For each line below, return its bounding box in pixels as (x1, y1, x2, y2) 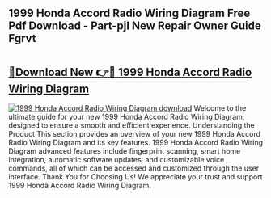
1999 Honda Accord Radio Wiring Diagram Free (8, 6, 251, 20)
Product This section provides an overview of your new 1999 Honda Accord (8, 129, 261, 138)
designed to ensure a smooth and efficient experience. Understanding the (8, 120, 255, 130)
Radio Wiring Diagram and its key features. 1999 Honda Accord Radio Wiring (8, 137, 264, 147)
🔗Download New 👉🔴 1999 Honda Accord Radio (8, 65, 252, 79)
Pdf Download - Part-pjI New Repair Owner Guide (8, 19, 261, 33)
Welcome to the (193, 103, 247, 112)
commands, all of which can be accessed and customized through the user (8, 163, 260, 173)
